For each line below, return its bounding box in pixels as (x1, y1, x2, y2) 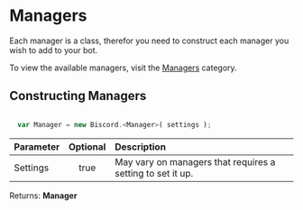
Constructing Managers (9, 88, 147, 104)
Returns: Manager (9, 190, 78, 201)
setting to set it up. (114, 167, 194, 179)
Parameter (14, 141, 60, 153)
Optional (68, 141, 106, 153)
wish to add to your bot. (9, 44, 98, 55)
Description (114, 141, 167, 153)
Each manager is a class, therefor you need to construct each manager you (9, 35, 289, 46)
